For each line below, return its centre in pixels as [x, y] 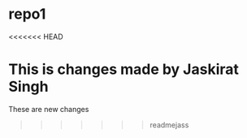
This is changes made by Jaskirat [124, 69]
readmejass [169, 125]
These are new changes [49, 109]
